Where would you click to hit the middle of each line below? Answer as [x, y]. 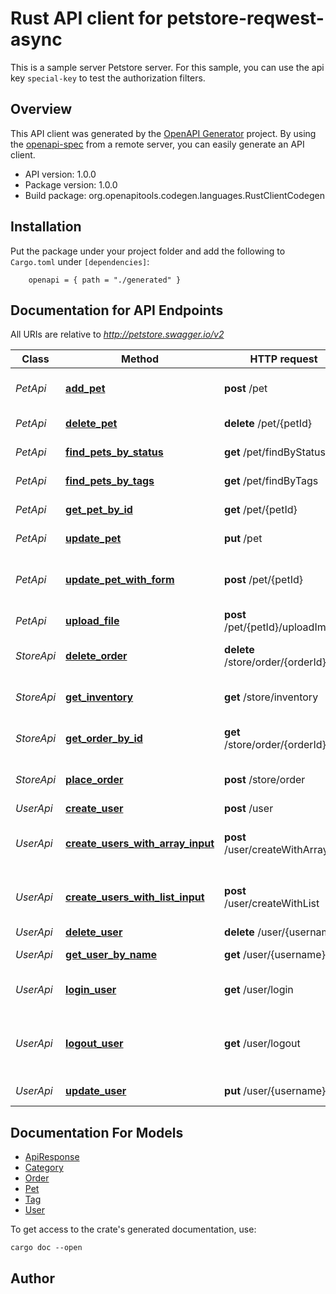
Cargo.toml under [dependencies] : [80, 261]
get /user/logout [262, 1044]
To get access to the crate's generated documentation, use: [133, 1229]
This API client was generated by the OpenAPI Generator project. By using [163, 133]
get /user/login [259, 990]
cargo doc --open [46, 1248]
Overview [41, 109]
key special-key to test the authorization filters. [108, 78]
